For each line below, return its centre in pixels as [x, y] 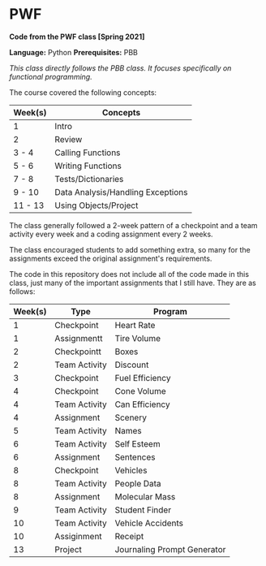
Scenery [131, 417]
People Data [138, 483]
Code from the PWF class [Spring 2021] [77, 37]
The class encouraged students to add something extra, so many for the [130, 249]
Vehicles [131, 470]
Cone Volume [141, 391]
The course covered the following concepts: [83, 92]
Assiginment [78, 536]
